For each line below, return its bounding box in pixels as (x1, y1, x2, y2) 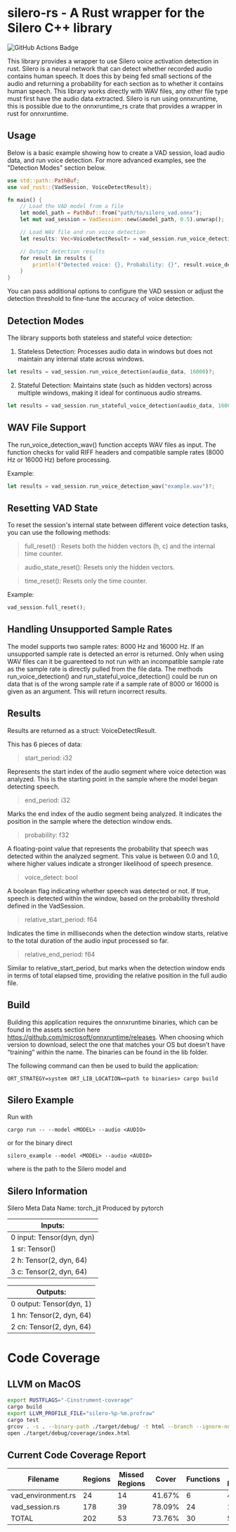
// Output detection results (20, 248, 105, 255)
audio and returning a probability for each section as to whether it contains (7, 79, 223, 87)
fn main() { (7, 196, 42, 204)
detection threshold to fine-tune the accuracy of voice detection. (7, 295, 195, 303)
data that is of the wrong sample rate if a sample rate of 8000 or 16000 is (7, 679, 219, 688)
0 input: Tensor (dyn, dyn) (11, 1233, 95, 1242)
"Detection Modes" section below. (7, 163, 107, 172)
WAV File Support (7, 421, 86, 434)
